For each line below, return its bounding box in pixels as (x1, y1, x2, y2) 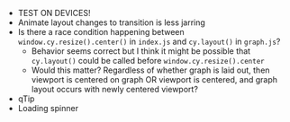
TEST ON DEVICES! (17, 8, 91, 18)
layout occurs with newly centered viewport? (31, 84, 198, 94)
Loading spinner (17, 103, 79, 113)
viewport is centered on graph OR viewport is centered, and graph (31, 74, 277, 84)
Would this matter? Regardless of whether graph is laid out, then (31, 65, 270, 75)
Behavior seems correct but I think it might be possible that (31, 46, 250, 57)
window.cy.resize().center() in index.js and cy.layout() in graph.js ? (17, 36, 281, 47)
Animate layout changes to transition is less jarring (17, 17, 205, 28)
